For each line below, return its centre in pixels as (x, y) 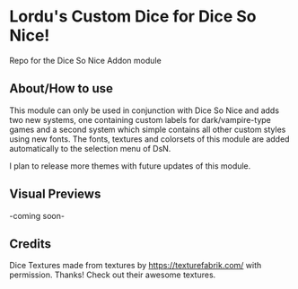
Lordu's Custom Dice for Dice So (133, 17)
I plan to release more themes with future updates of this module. (130, 166)
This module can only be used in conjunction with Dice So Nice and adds (145, 110)
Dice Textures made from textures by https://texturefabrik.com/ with (136, 266)
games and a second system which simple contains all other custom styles (148, 129)
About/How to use (61, 88)
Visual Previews (55, 194)
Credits (31, 244)
